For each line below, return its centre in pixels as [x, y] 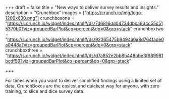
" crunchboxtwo [147, 29]
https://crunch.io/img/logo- [115, 13]
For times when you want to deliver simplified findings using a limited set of [84, 81]
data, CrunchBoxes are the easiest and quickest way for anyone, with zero [82, 86]
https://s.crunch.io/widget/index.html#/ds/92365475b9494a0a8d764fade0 [86, 39]
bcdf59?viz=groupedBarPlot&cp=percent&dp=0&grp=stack [67, 61]
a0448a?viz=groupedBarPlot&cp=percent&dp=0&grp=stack [68, 45]
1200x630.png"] [22, 18]
